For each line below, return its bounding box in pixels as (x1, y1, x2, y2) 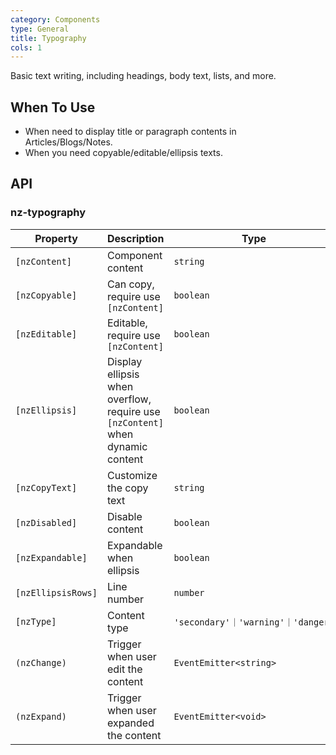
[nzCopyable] (15, 289, 78, 301)
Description (106, 231, 165, 245)
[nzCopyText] (15, 482, 78, 493)
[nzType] (15, 616, 57, 627)
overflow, (106, 392, 152, 406)
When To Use (10, 99, 96, 116)
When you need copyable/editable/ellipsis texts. (24, 147, 223, 159)
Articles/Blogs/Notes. (24, 136, 113, 148)
